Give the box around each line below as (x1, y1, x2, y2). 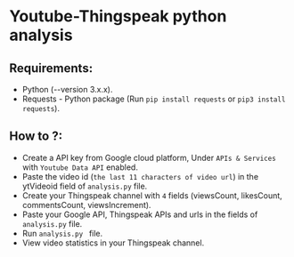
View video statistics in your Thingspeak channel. (21, 237, 205, 248)
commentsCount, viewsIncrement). (21, 199, 151, 210)
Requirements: (9, 60, 94, 76)
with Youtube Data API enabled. (21, 162, 138, 173)
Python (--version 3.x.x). (21, 84, 113, 94)
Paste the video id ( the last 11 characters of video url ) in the (21, 171, 259, 181)
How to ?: (9, 129, 63, 144)
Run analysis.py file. (21, 228, 103, 238)
